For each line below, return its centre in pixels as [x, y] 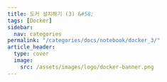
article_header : [31, 47]
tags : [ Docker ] [30, 21]
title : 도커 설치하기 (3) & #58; [51, 14]
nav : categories [38, 34]
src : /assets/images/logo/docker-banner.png [87, 67]
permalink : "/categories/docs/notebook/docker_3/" [84, 41]
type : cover [32, 54]
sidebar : [20, 27]
